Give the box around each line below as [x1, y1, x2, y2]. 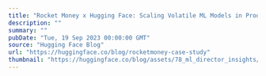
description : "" [8, 19, 62, 27]
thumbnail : [8, 56, 44, 64]
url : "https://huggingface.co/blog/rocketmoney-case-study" [8, 48, 211, 56]
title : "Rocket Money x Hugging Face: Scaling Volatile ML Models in [8, 11, 243, 20]
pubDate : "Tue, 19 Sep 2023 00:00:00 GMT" [8, 33, 150, 42]
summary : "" [8, 26, 47, 34]
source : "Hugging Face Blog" [8, 41, 104, 49]
